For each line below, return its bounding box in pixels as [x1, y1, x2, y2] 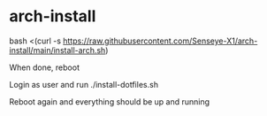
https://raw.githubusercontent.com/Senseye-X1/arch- [63, 35, 258, 46]
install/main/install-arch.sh [9, 44, 106, 55]
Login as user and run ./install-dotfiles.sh [9, 79, 159, 89]
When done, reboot [9, 62, 80, 73]
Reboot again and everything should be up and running [9, 96, 210, 107]
